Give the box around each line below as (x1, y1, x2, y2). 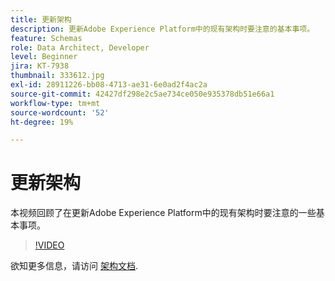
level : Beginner (10, 52, 78, 62)
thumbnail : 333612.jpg (10, 71, 105, 81)
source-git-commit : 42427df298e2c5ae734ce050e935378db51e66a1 (10, 89, 275, 99)
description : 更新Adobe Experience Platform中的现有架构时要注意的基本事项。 (10, 24, 315, 34)
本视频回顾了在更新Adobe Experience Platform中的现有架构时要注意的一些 (10, 207, 317, 219)
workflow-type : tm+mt (10, 98, 101, 108)
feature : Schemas (10, 33, 83, 43)
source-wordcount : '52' (10, 107, 110, 118)
